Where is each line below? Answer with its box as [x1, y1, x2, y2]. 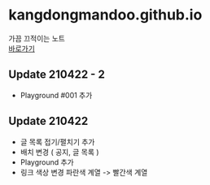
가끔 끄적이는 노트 [8, 33, 65, 43]
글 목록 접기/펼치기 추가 [20, 136, 95, 147]
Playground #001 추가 [20, 90, 93, 100]
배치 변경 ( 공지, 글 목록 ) [20, 147, 99, 157]
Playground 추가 [20, 157, 75, 167]
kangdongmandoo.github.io [8, 6, 203, 24]
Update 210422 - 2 [8, 67, 106, 82]
